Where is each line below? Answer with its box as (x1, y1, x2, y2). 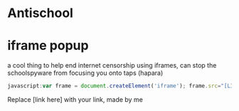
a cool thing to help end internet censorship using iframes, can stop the (7, 61, 217, 70)
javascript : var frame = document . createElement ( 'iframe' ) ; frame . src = (7, 83, 221, 90)
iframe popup (7, 38, 89, 54)
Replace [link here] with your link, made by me (7, 95, 144, 104)
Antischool (7, 5, 73, 21)
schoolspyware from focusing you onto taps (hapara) (7, 69, 164, 78)
